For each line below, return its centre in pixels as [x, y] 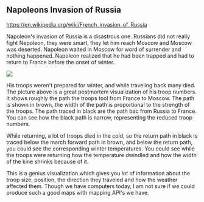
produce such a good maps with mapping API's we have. [78, 192]
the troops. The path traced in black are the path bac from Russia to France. [101, 111]
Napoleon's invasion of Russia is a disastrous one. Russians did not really [98, 36]
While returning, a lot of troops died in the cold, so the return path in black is [102, 135]
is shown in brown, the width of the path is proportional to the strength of [98, 104]
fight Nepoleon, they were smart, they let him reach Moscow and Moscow [99, 42]
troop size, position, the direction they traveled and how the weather [92, 180]
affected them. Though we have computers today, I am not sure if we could [100, 186]
